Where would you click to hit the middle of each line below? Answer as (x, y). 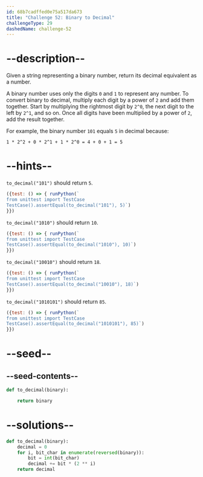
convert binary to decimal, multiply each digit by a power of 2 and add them (100, 100)
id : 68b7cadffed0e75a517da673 (44, 12)
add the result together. (35, 119)
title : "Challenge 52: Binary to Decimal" (60, 18)
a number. (19, 82)
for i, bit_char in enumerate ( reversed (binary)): (81, 452)
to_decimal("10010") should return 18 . (54, 262)
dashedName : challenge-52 (39, 29)
